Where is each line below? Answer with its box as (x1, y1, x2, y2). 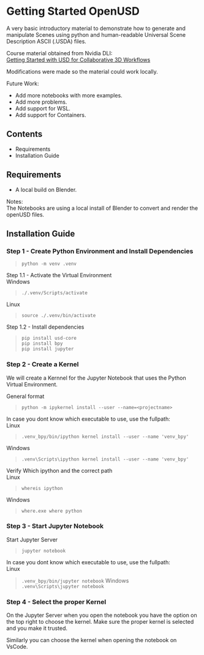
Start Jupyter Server (6, 535, 58, 543)
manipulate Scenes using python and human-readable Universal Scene (6, 31, 186, 38)
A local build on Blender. (15, 186, 77, 193)
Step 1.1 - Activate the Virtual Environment (6, 272, 112, 279)
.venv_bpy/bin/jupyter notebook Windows (21, 576, 129, 584)
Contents (6, 129, 43, 139)
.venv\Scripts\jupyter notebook (21, 583, 104, 589)
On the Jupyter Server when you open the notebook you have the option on (6, 611, 197, 619)
